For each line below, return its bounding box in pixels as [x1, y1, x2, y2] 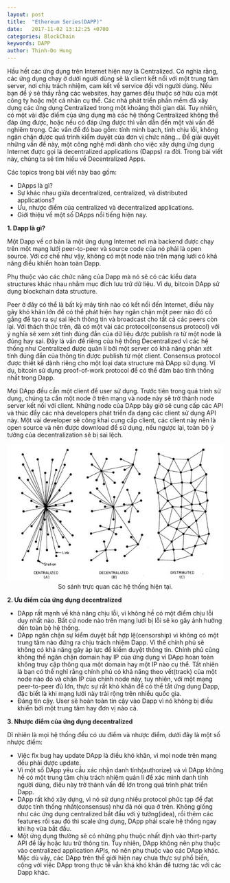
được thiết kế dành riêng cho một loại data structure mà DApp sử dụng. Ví [7, 359, 216, 367]
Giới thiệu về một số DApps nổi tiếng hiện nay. [16, 210, 148, 219]
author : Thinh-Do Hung [7, 47, 72, 54]
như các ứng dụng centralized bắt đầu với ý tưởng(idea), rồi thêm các [16, 810, 214, 818]
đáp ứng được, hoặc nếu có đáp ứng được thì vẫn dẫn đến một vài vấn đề [7, 118, 215, 127]
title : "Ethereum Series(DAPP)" [7, 18, 103, 25]
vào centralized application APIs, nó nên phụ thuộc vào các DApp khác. [16, 847, 220, 855]
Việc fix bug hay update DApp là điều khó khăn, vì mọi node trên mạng [16, 752, 218, 760]
